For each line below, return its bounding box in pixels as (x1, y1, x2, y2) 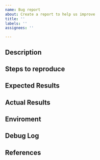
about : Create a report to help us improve (5, 12, 96, 17)
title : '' (5, 16, 25, 21)
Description (5, 48, 42, 57)
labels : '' (5, 21, 27, 26)
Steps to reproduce (5, 64, 65, 73)
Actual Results (5, 98, 50, 106)
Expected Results (5, 82, 60, 90)
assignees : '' (5, 26, 34, 31)
